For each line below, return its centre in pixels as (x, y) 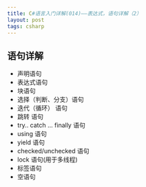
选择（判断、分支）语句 (50, 100)
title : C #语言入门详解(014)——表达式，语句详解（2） (74, 13)
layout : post (26, 20)
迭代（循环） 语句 (42, 108)
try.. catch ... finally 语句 (51, 125)
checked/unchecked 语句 (53, 151)
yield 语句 (31, 142)
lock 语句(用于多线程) (47, 159)
